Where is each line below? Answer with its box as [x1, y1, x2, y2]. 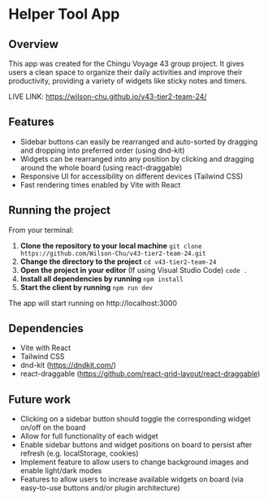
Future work [8, 392, 71, 406]
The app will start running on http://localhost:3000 [8, 298, 177, 308]
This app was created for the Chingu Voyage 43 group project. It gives [8, 58, 244, 68]
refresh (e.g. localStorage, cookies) [19, 448, 140, 459]
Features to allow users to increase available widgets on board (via [19, 474, 244, 484]
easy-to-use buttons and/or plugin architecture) [19, 483, 180, 493]
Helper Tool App [8, 5, 120, 24]
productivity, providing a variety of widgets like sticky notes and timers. [8, 76, 248, 85]
